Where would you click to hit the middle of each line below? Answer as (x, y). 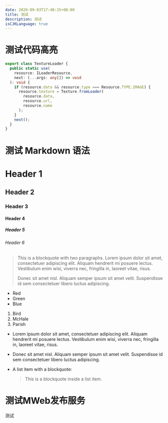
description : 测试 (23, 19)
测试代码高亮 (32, 50)
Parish (19, 324)
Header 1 (24, 174)
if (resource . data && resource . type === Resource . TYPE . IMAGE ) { (82, 87)
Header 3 (17, 206)
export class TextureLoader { (37, 64)
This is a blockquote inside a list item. (63, 379)
